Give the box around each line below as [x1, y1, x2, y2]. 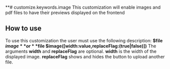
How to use [5, 24, 42, 33]
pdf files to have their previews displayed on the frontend [5, 10, 125, 16]
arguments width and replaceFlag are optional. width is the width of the [5, 48, 157, 54]
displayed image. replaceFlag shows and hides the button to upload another [5, 53, 165, 59]
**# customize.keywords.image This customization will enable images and [5, 5, 161, 10]
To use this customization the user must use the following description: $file [5, 37, 163, 43]
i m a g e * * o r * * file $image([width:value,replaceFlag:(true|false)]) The [5, 43, 156, 49]
